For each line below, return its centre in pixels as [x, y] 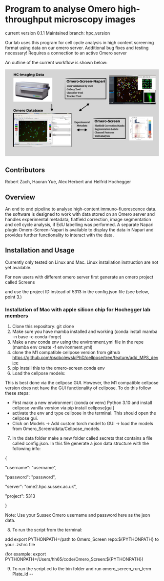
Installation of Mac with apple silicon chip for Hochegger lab [78, 309]
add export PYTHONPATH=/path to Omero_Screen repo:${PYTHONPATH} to [82, 539]
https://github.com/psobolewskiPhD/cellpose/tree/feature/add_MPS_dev [85, 358]
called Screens [20, 282]
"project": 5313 [20, 496]
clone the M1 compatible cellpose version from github [66, 353]
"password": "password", [31, 477]
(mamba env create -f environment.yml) [52, 347]
